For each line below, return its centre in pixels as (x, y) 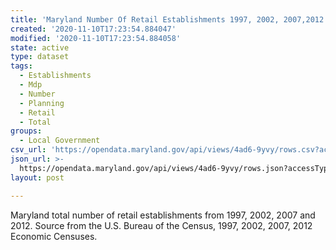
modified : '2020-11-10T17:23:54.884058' (96, 38)
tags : (21, 66)
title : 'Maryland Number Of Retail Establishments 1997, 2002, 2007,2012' (169, 19)
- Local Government (60, 141)
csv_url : (28, 150)
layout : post (37, 177)
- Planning (42, 103)
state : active (40, 47)
